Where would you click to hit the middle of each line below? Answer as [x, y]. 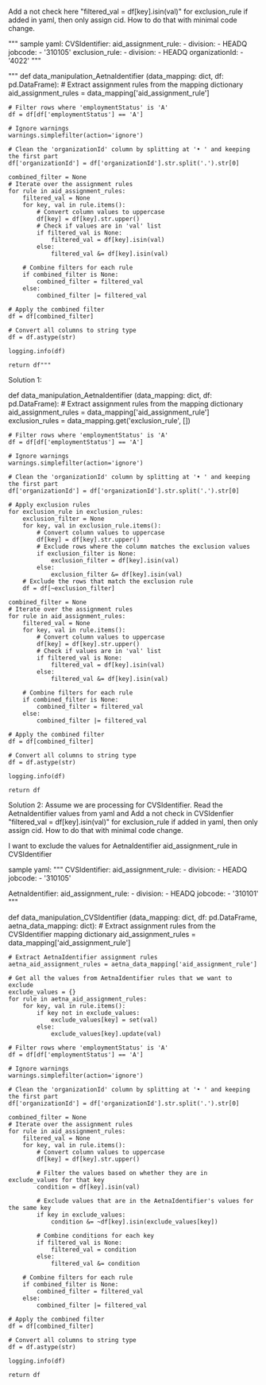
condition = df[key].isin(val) [89, 1187]
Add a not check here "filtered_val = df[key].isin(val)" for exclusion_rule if [128, 12]
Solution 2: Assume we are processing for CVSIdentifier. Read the [116, 805]
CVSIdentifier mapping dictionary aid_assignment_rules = [102, 934]
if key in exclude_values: [81, 1215]
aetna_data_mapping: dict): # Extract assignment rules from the [112, 926]
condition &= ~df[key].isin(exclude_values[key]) [134, 1222]
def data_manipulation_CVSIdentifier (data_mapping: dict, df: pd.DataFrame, [133, 917]
